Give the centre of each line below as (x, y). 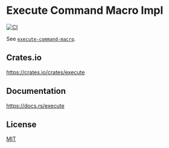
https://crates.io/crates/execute (46, 72)
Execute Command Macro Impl (85, 11)
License (21, 124)
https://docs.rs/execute (35, 105)
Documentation (36, 91)
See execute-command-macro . (41, 39)
